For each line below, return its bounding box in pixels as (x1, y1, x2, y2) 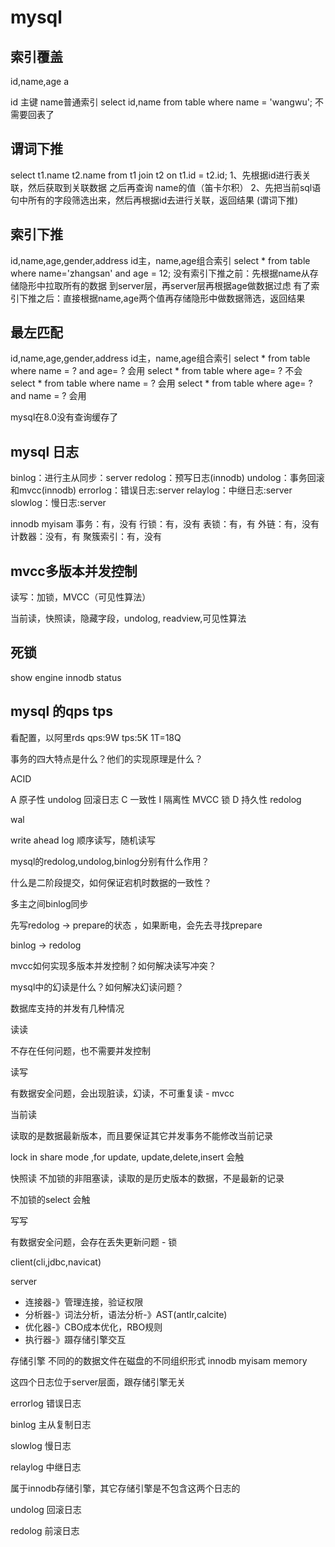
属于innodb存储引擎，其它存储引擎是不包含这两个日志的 (10, 1482, 241, 1494)
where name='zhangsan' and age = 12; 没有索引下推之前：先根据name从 (10, 267, 310, 279)
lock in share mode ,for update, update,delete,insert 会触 (10, 1151, 245, 1163)
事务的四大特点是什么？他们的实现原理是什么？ (10, 752, 203, 765)
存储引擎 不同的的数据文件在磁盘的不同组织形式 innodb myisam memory (10, 1354, 308, 1366)
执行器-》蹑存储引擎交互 (24, 1333, 127, 1345)
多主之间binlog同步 (10, 897, 89, 910)
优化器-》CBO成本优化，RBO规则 (24, 1321, 163, 1333)
